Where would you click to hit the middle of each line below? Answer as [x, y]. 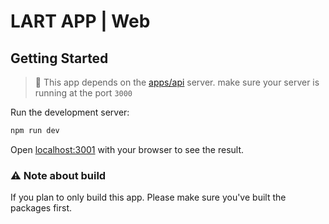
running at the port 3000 [83, 93]
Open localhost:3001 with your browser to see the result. [127, 149]
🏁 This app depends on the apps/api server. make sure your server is [177, 82]
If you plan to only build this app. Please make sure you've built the [148, 197]
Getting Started [59, 58]
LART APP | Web [80, 21]
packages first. [41, 208]
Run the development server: [70, 112]
